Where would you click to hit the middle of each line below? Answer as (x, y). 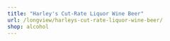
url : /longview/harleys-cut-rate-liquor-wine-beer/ (85, 20)
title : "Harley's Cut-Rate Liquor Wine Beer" (75, 14)
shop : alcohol (28, 26)
